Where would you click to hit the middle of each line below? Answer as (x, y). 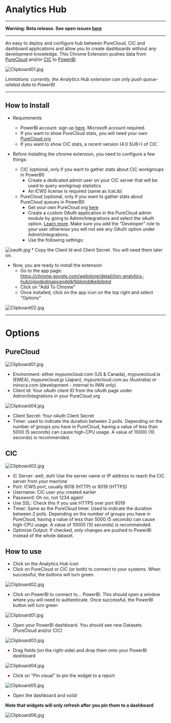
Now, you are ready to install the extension (57, 265)
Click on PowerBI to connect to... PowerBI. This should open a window (86, 595)
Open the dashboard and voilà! (45, 695)
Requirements (27, 118)
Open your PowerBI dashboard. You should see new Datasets (77, 625)
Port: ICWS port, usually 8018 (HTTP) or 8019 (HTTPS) (70, 486)
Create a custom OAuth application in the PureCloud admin (90, 213)
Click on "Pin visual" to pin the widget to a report (64, 675)
